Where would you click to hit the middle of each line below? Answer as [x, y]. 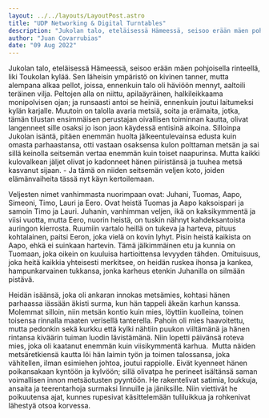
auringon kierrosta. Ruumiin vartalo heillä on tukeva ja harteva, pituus [122, 228]
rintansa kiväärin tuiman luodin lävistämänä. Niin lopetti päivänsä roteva [126, 338]
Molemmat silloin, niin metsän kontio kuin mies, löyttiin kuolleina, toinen [126, 312]
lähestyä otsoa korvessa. [49, 406]
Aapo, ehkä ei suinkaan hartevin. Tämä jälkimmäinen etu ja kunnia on [122, 246]
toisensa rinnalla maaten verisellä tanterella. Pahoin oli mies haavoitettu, [127, 320]
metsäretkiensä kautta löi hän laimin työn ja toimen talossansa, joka [119, 355]
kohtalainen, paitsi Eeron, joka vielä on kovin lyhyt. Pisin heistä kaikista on [130, 237]
